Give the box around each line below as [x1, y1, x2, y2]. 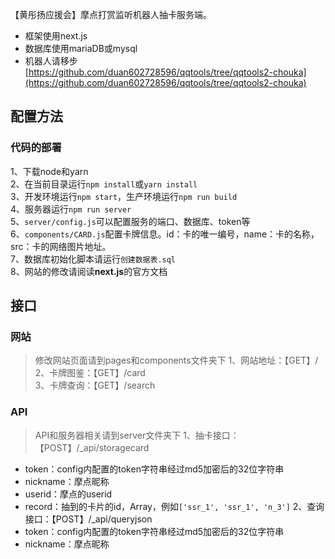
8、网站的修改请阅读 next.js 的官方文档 [10, 265, 168, 277]
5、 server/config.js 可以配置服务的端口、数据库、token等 [10, 215, 251, 227]
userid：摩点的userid [24, 488, 113, 500]
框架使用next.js [24, 30, 88, 42]
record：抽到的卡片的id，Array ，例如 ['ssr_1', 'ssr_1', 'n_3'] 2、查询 [24, 500, 325, 512]
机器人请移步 [24, 55, 78, 67]
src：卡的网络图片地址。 [10, 240, 112, 252]
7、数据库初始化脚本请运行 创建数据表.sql [10, 253, 177, 265]
